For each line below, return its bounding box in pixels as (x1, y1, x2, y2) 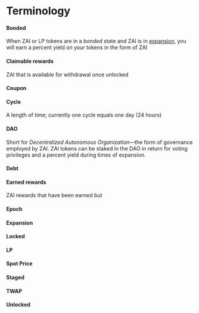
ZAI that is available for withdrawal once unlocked (6, 70, 129, 78)
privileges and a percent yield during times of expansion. (6, 151, 146, 158)
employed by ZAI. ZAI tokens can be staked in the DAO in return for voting (6, 145, 188, 152)
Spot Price (6, 260, 33, 267)
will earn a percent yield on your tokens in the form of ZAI (6, 44, 148, 51)
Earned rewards (6, 178, 46, 186)
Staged (6, 274, 25, 281)
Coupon (6, 85, 27, 92)
